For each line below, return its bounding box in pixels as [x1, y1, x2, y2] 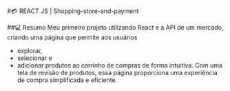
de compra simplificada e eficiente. [17, 76, 118, 84]
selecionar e [17, 54, 53, 62]
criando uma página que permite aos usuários [7, 33, 138, 41]
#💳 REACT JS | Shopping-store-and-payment [7, 7, 139, 15]
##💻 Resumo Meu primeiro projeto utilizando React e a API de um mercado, [7, 23, 224, 31]
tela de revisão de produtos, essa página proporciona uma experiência [17, 69, 218, 77]
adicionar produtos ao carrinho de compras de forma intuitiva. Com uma [17, 61, 222, 69]
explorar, [17, 47, 43, 54]
